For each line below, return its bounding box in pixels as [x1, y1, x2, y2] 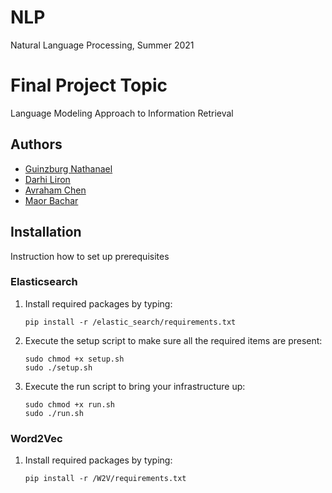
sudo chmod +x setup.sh [24, 354, 125, 364]
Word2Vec [10, 431, 63, 445]
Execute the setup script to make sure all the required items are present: [24, 334, 323, 346]
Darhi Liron [24, 173, 71, 185]
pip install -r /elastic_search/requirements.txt [24, 317, 237, 327]
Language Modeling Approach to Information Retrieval [10, 107, 234, 119]
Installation [10, 224, 82, 241]
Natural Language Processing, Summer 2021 [10, 39, 195, 51]
